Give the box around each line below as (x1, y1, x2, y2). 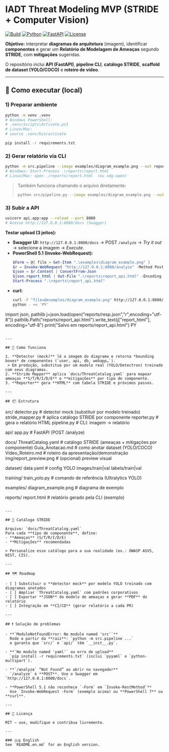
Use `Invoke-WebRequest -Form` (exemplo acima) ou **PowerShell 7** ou (10, 689, 163, 694)
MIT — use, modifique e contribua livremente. (5, 720, 105, 725)
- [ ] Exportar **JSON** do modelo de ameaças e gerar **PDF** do (5, 594, 147, 599)
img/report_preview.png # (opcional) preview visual (5, 455, 112, 461)
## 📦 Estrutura (5, 398, 39, 404)
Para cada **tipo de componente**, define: (5, 530, 98, 536)
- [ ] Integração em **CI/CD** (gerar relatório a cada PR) (5, 603, 134, 608)
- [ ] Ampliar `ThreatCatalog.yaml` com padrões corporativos (5, 590, 138, 595)
